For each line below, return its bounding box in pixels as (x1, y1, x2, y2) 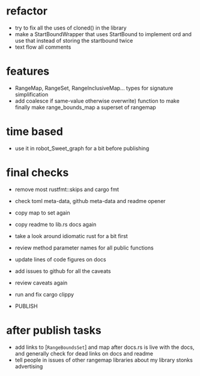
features (6, 64, 50, 78)
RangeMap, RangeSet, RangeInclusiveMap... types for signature (14, 84, 174, 92)
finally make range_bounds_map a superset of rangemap (14, 104, 156, 111)
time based (6, 125, 63, 139)
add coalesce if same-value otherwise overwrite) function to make (14, 97, 180, 104)
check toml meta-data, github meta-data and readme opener (14, 197, 166, 204)
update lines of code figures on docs (14, 255, 106, 263)
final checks (6, 166, 69, 179)
